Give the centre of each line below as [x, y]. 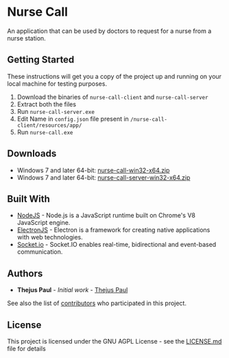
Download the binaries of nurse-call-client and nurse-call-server [112, 97]
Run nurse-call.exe [45, 132]
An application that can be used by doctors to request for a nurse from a [109, 31]
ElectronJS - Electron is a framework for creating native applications [113, 230]
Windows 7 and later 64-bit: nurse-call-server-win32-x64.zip [104, 177]
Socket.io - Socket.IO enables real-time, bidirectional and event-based [117, 245]
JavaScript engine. [44, 223]
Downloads [32, 154]
